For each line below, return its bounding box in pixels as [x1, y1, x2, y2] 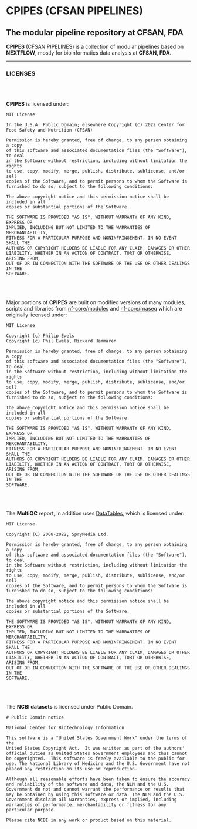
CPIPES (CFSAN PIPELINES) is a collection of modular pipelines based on [6, 43, 184, 50]
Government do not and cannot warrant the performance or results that [6, 787, 185, 793]
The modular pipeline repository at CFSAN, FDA [6, 28, 184, 38]
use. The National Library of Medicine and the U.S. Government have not [6, 761, 191, 767]
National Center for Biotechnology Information [6, 725, 125, 731]
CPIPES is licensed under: [6, 100, 69, 107]
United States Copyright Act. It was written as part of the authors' [6, 746, 185, 752]
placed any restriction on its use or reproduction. [6, 766, 138, 772]
